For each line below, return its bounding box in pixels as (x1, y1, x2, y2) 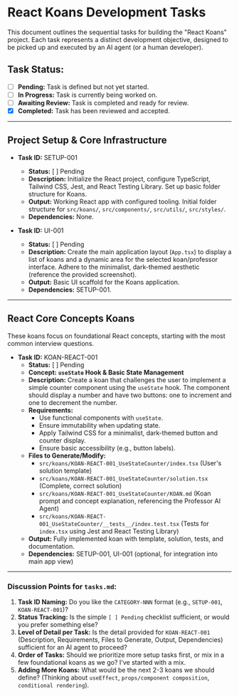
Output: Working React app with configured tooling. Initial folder (28, 197, 217, 206)
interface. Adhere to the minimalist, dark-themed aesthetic (28, 263, 200, 271)
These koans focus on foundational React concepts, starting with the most (7, 332, 225, 340)
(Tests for (181, 519, 210, 527)
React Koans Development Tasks (7, 4, 206, 21)
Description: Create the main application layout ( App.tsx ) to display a (28, 247, 232, 256)
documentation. (28, 542, 75, 550)
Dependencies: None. (28, 212, 95, 221)
